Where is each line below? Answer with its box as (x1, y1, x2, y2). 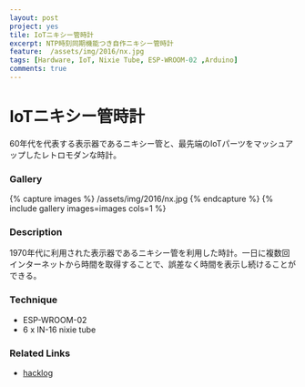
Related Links (9, 347, 71, 360)
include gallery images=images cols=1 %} (9, 203, 167, 214)
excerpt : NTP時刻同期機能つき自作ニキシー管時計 (9, 38, 175, 48)
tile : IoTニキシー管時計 (9, 30, 94, 39)
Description (9, 226, 63, 239)
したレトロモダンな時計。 (25, 149, 121, 160)
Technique (9, 293, 58, 306)
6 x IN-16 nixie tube (22, 324, 97, 335)
